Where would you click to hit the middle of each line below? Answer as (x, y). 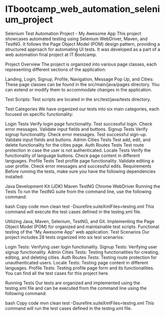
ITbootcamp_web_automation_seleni (82, 9)
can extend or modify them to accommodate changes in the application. (79, 89)
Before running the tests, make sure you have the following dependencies (81, 171)
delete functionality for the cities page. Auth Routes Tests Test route (75, 145)
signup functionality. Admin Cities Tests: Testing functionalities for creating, (82, 252)
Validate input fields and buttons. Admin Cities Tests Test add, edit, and (78, 140)
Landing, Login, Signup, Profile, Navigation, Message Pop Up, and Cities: (80, 79)
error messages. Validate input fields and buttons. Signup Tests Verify (76, 129)
